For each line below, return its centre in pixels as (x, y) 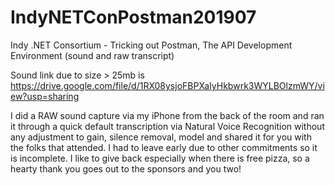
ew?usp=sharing (45, 96)
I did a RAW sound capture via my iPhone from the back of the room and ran (167, 115)
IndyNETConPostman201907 (133, 17)
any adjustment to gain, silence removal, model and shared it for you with (161, 137)
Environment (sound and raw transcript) (92, 55)
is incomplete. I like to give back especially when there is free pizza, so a (160, 158)
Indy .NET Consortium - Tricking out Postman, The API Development (151, 45)
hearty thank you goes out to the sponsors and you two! (126, 168)
